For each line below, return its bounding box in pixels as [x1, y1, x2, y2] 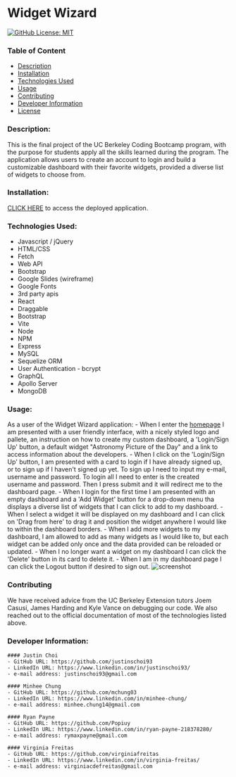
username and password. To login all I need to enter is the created [7, 473, 199, 481]
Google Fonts [17, 282, 57, 291]
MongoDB [17, 387, 47, 396]
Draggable [17, 305, 49, 313]
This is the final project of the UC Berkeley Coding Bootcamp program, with [7, 140, 227, 149]
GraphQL [17, 372, 44, 381]
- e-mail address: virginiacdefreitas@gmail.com [7, 763, 153, 770]
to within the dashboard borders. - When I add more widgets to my [7, 525, 201, 533]
